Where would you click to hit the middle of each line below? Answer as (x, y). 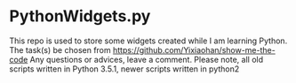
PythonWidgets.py (80, 16)
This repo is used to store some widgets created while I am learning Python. (148, 41)
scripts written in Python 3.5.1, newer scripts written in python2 (124, 69)
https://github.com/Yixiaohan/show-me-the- (194, 49)
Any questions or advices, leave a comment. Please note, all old (147, 59)
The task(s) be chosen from (60, 49)
